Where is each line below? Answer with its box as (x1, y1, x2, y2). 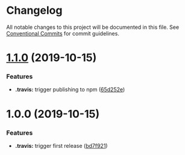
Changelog (6, 4, 63, 17)
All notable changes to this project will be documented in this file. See (6, 23, 180, 31)
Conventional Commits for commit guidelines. (6, 29, 119, 37)
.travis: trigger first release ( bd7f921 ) (14, 142, 108, 149)
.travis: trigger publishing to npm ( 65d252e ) (14, 86, 125, 93)
